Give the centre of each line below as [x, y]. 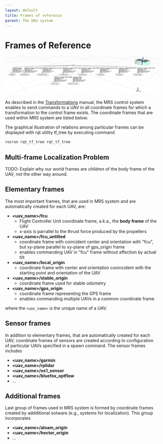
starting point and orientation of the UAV [60, 272]
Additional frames [33, 396]
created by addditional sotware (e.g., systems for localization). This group [79, 413]
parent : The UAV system [29, 20]
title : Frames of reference [34, 15]
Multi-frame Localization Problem [57, 157]
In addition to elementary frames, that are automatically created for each [78, 335]
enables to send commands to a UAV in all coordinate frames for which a [78, 108]
